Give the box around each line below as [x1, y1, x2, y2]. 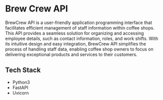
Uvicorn [12, 89, 29, 95]
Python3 [12, 79, 30, 85]
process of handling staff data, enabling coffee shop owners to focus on [5, 46, 154, 52]
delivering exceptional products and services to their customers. [5, 51, 138, 57]
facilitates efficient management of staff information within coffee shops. [5, 24, 155, 30]
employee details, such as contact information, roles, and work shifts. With [5, 35, 159, 41]
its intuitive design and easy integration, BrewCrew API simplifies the [5, 40, 146, 46]
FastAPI [12, 84, 28, 90]
